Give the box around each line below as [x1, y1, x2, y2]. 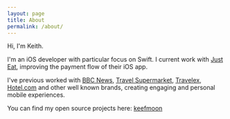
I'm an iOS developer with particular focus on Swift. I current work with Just [7, 55, 224, 64]
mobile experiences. [7, 91, 66, 99]
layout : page [7, 10, 45, 17]
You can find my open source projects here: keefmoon [7, 104, 163, 113]
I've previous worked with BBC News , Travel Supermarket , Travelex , [7, 76, 202, 84]
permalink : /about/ [7, 23, 64, 30]
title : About [7, 17, 45, 24]
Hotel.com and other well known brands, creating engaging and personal [7, 84, 216, 92]
